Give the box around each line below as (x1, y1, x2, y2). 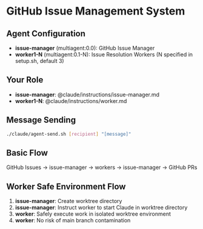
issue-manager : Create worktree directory (15, 197, 122, 205)
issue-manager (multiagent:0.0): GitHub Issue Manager (15, 44, 155, 51)
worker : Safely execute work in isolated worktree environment (15, 210, 171, 217)
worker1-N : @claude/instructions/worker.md (15, 97, 127, 104)
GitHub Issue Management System (6, 4, 185, 18)
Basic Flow (6, 147, 48, 158)
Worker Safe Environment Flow (6, 181, 126, 191)
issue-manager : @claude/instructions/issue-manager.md (15, 91, 159, 98)
